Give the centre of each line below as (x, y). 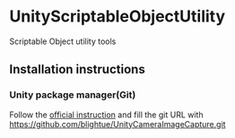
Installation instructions (77, 69)
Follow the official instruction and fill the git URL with (106, 115)
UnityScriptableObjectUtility (117, 17)
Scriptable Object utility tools (63, 41)
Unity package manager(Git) (73, 95)
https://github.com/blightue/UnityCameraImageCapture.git (117, 124)
